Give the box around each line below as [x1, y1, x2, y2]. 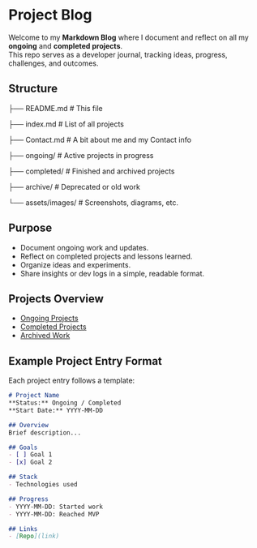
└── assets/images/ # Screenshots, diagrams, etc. [8, 197, 179, 208]
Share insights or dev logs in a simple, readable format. [19, 268, 205, 278]
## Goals [8, 443, 38, 452]
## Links [8, 524, 38, 533]
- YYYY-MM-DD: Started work [8, 503, 104, 511]
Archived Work [19, 331, 71, 340]
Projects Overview [8, 292, 104, 306]
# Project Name [8, 392, 60, 400]
